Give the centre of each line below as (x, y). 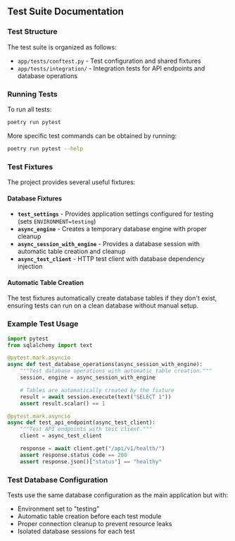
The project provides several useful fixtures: (71, 182)
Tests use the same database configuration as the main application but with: (118, 495)
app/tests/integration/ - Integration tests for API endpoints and (111, 68)
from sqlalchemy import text (50, 345)
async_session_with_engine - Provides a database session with (109, 244)
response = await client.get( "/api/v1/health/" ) (93, 449)
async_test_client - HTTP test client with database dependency (111, 259)
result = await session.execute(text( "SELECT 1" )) (96, 397)
